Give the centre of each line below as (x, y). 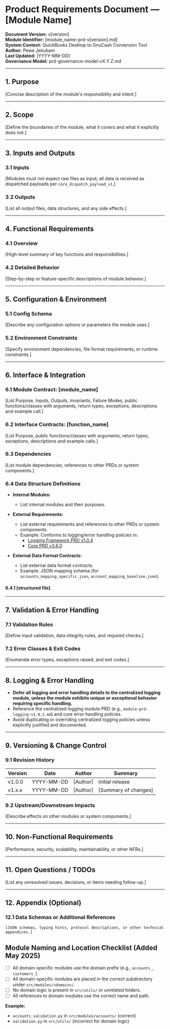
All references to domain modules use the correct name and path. (81, 996)
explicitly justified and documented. (50, 725)
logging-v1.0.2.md (32, 715)
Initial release (114, 781)
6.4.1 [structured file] (28, 588)
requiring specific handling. (42, 703)
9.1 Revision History (30, 760)
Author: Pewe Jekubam (30, 50)
